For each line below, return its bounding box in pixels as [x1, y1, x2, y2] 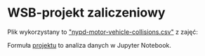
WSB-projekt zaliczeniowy [7, 5, 166, 21]
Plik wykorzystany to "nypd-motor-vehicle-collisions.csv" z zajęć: [7, 28, 199, 36]
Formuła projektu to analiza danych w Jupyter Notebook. [7, 41, 172, 49]
